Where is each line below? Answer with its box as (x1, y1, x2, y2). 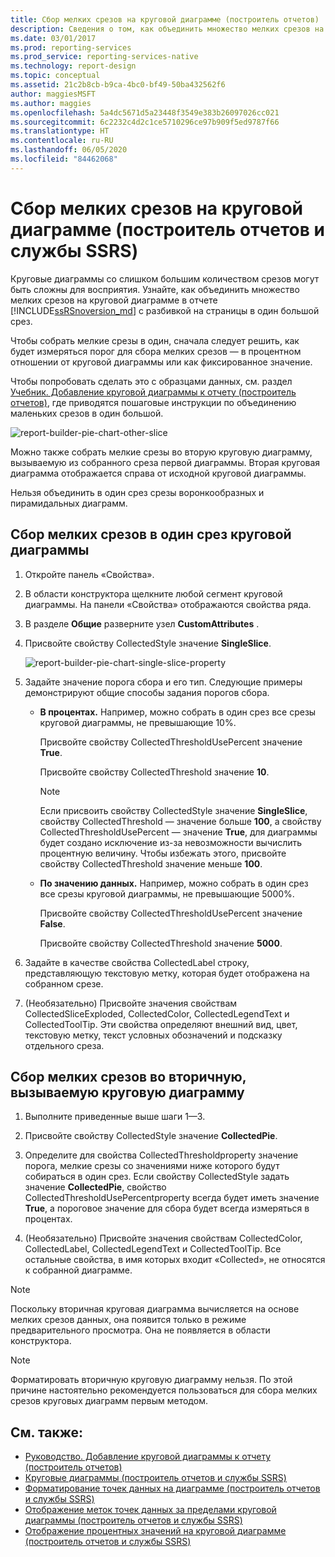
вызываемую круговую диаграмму (10, 1084, 245, 1101)
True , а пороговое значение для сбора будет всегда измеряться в (24, 1202, 310, 1215)
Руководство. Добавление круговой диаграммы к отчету (24, 1451, 272, 1463)
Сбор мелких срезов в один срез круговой (10, 526, 292, 543)
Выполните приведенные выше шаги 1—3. (24, 1111, 206, 1123)
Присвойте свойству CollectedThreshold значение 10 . (39, 766, 270, 778)
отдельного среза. (24, 1039, 105, 1051)
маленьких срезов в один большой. (10, 407, 164, 419)
